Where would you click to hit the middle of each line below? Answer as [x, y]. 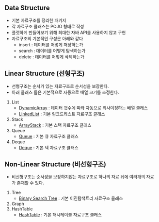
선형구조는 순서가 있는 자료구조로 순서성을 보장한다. [60, 86]
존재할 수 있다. [30, 183]
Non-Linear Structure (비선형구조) [55, 164]
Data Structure [27, 8]
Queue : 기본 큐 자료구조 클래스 [48, 136]
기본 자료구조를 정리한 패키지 [39, 20]
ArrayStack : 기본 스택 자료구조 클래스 [55, 125]
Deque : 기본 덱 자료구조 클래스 [48, 147]
